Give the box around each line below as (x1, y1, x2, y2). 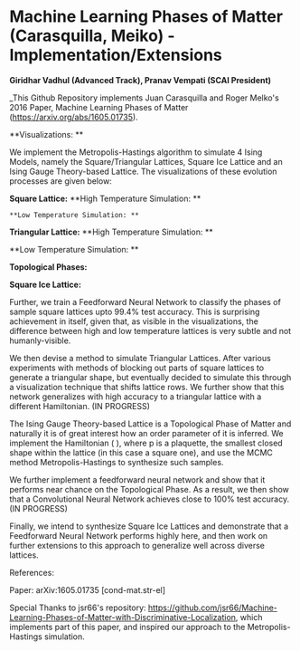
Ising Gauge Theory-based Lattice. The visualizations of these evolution (9, 166, 277, 177)
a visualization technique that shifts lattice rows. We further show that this (9, 381, 285, 392)
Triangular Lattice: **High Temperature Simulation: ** (9, 226, 214, 237)
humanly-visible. (9, 335, 71, 346)
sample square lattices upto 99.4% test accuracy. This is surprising (9, 306, 260, 317)
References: (9, 567, 54, 578)
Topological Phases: (9, 261, 88, 273)
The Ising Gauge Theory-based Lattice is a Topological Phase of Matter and (9, 418, 292, 429)
